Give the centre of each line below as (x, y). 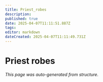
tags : (10, 28)
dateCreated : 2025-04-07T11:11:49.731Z (45, 37)
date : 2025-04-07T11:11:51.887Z (38, 23)
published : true (21, 19)
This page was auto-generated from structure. (52, 74)
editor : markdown (23, 32)
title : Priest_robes (26, 10)
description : (18, 14)
